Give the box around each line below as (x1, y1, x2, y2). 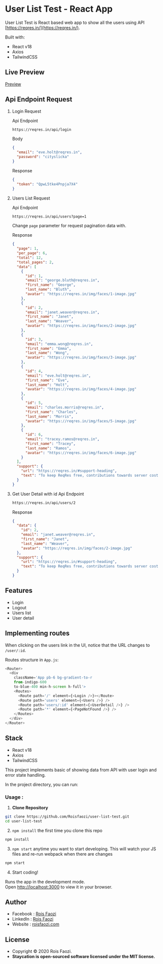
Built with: (5, 34, 25, 40)
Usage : (5, 794, 24, 801)
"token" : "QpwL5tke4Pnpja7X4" (17, 181, 78, 186)
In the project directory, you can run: (5, 782, 78, 787)
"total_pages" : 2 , (17, 260, 54, 264)
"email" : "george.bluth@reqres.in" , (25, 278, 100, 283)
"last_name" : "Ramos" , (25, 445, 72, 451)
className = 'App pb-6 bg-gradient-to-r (14, 675, 92, 680)
